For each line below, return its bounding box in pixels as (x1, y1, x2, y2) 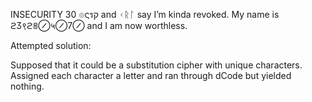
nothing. (10, 80, 45, 92)
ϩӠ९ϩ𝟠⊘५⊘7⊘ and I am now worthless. (10, 20, 188, 31)
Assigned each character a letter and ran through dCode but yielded (10, 70, 292, 81)
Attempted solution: (10, 40, 92, 51)
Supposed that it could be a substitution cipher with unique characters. (10, 59, 303, 71)
